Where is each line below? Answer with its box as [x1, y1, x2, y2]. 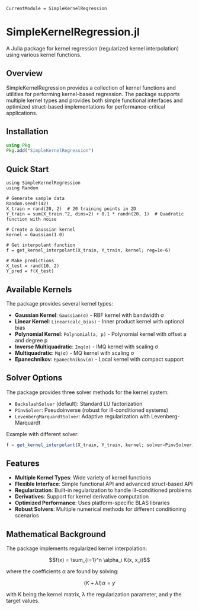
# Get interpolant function [6, 242, 76, 249]
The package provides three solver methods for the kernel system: [6, 389, 169, 396]
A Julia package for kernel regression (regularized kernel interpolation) [6, 45, 179, 52]
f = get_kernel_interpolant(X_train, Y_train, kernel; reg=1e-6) [6, 247, 171, 253]
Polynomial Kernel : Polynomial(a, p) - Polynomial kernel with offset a [14, 330, 187, 338]
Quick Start [6, 164, 49, 174]
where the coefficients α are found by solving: [6, 568, 119, 575]
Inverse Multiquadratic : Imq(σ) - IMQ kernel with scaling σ [14, 343, 159, 350]
